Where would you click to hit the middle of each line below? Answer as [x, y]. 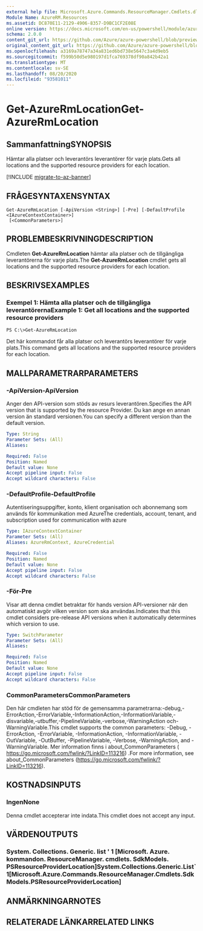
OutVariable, [22, 741]
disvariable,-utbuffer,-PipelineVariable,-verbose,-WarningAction [86, 721]
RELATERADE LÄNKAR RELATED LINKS [80, 922]
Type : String [23, 434]
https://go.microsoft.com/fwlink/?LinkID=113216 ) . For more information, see [100, 753]
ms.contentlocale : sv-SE [37, 68]
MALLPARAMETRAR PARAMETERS [72, 373]
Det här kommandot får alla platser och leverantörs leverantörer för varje [96, 342]
